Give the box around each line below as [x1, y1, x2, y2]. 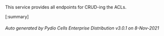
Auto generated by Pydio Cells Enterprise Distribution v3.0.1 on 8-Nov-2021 [5, 25, 160, 31]
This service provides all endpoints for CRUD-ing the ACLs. [5, 4, 127, 10]
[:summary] [5, 14, 29, 19]
